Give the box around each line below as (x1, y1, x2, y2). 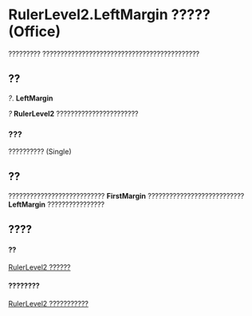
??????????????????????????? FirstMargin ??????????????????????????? (8, 191, 245, 200)
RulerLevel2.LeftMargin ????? (8, 6, 211, 24)
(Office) (8, 22, 61, 41)
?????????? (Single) (8, 147, 72, 156)
